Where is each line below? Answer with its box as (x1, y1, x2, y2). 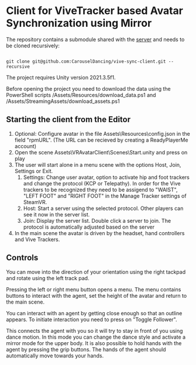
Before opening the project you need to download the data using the (6, 85, 171, 92)
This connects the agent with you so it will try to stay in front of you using (6, 327, 183, 334)
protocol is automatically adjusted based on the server (23, 223, 155, 230)
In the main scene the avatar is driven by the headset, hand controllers (14, 229, 185, 236)
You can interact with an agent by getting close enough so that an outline (6, 309, 183, 316)
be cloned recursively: (6, 42, 60, 49)
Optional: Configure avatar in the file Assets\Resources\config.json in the (14, 130, 190, 137)
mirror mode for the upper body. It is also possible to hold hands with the (6, 339, 182, 346)
